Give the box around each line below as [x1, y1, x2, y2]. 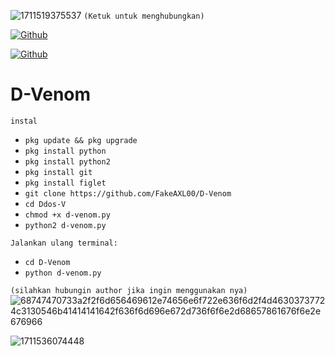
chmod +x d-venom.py [24, 210, 111, 220]
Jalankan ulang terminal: [10, 238, 118, 248]
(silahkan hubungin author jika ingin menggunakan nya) [10, 285, 248, 295]
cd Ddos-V [24, 199, 67, 209]
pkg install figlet [24, 178, 107, 188]
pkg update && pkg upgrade [24, 135, 138, 145]
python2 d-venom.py [24, 220, 107, 230]
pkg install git [24, 167, 93, 177]
